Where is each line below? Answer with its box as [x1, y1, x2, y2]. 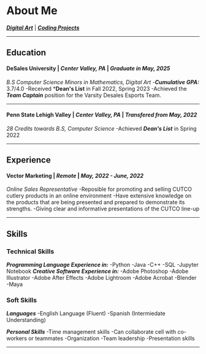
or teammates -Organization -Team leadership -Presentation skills [28, 335, 195, 342]
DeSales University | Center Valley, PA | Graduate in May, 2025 [6, 64, 170, 72]
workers [6, 335, 28, 342]
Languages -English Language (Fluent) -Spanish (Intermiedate [6, 310, 166, 317]
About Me [6, 4, 58, 18]
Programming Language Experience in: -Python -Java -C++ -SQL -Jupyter [6, 261, 199, 269]
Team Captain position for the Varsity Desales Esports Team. [6, 91, 161, 99]
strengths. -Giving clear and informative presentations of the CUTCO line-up [6, 205, 200, 212]
